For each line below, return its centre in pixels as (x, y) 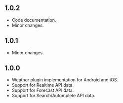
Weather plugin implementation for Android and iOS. (65, 80)
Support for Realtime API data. (43, 85)
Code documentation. (34, 20)
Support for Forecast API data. (43, 90)
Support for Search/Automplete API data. (54, 96)
